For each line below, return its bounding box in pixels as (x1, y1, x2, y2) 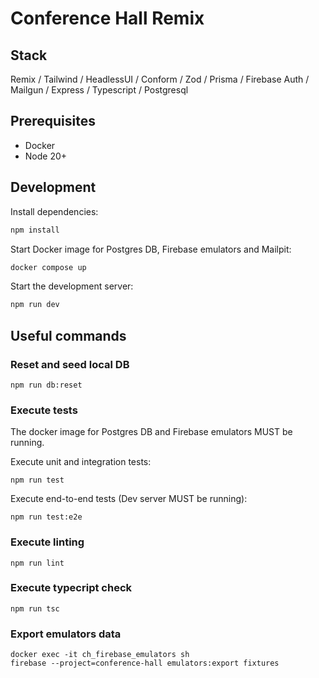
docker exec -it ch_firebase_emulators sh (10, 650, 190, 660)
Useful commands (10, 327, 127, 344)
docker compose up (10, 262, 87, 272)
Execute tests (10, 403, 78, 417)
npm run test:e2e (10, 512, 83, 522)
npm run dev (10, 300, 60, 310)
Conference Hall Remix (10, 7, 205, 30)
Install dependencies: (10, 205, 99, 217)
